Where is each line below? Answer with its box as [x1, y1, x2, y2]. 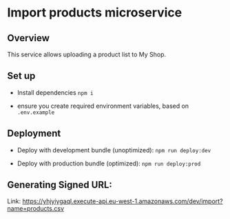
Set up [7, 70, 36, 82]
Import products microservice [7, 5, 182, 21]
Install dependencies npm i [17, 88, 94, 97]
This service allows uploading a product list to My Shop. [7, 50, 167, 58]
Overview [7, 32, 50, 44]
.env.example [17, 108, 55, 116]
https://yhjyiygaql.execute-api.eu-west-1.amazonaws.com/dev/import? [22, 197, 223, 205]
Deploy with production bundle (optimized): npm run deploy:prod [17, 159, 201, 168]
